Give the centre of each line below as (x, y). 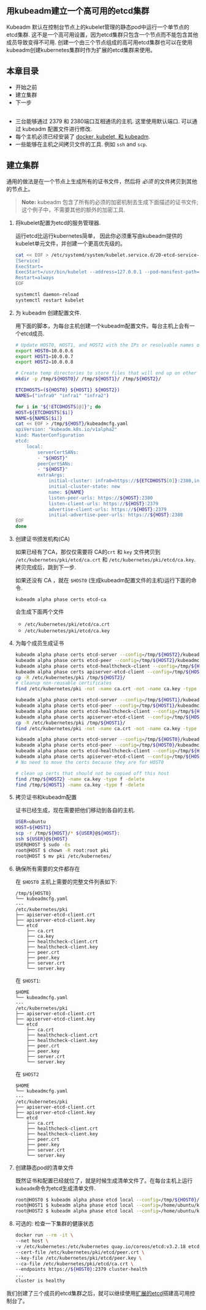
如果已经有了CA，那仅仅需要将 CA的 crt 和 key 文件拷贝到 (88, 552)
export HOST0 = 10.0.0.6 (44, 351)
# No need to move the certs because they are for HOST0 (90, 762)
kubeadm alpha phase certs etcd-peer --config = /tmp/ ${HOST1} (95, 706)
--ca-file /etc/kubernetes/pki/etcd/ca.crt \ (74, 1264)
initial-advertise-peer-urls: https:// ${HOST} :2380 (116, 515)
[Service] (28, 261)
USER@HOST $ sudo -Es (43, 845)
